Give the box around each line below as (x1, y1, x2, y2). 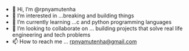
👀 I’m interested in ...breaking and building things (12, 12, 134, 19)
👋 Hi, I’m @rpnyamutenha (12, 6, 76, 13)
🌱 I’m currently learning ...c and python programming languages (12, 19, 172, 25)
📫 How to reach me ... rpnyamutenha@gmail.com (12, 38, 138, 45)
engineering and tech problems (12, 31, 91, 38)
